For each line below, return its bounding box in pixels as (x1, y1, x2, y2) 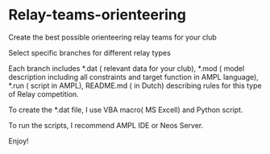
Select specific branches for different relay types (8, 48, 171, 57)
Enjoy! (8, 135, 30, 146)
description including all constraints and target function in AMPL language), (8, 72, 260, 81)
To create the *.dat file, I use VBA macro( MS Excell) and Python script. (8, 105, 243, 114)
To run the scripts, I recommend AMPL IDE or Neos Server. (8, 120, 204, 130)
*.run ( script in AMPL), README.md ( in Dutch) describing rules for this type (8, 81, 262, 90)
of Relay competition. (8, 89, 79, 98)
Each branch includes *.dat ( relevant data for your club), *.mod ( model (8, 63, 245, 73)
